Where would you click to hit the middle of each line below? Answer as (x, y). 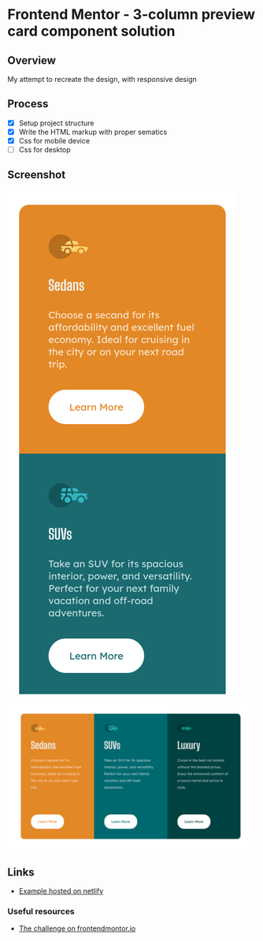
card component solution (91, 31)
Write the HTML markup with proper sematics (93, 132)
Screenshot (37, 175)
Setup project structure (56, 123)
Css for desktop (45, 150)
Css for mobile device (54, 140)
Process (28, 104)
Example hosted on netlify (61, 891)
